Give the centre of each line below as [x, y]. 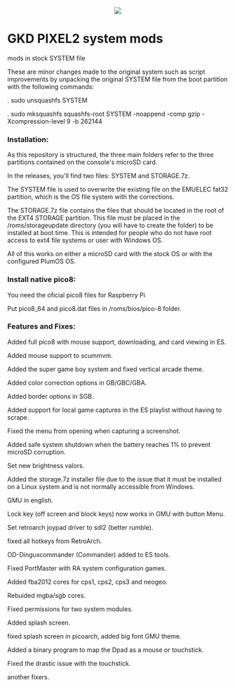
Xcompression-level [36, 121]
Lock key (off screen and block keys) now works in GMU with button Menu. [116, 514]
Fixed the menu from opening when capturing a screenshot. [94, 431]
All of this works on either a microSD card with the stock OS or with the [110, 254]
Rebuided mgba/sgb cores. [47, 595]
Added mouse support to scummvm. [60, 355]
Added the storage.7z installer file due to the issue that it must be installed [115, 479]
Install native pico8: [42, 279]
